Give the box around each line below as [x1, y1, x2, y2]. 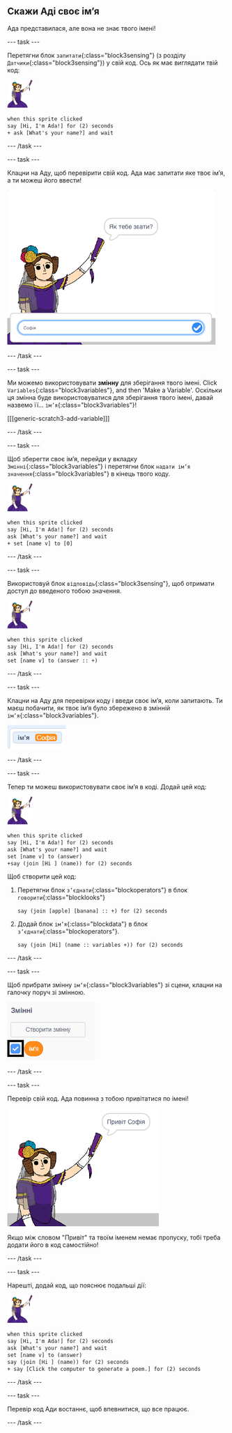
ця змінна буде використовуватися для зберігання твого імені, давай [7, 393, 214, 401]
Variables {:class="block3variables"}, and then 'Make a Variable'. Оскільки [7, 386, 222, 394]
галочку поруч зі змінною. [7, 988, 86, 996]
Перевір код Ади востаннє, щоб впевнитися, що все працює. [7, 1404, 190, 1413]
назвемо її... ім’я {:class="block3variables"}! [7, 401, 137, 409]
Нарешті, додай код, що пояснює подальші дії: [7, 1281, 146, 1289]
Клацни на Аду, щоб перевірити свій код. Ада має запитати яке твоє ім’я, [7, 169, 225, 177]
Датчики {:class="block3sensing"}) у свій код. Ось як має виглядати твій [7, 59, 218, 67]
